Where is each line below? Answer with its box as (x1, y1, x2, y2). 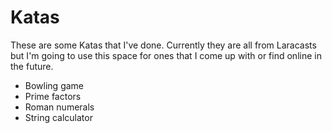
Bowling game (24, 79, 85, 91)
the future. (10, 60, 54, 72)
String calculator (24, 111, 93, 123)
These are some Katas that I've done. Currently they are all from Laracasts (10, 39, 317, 51)
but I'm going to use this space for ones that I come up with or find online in (10, 49, 322, 61)
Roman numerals (24, 101, 95, 113)
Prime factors (24, 90, 82, 102)
